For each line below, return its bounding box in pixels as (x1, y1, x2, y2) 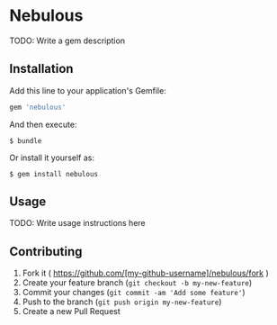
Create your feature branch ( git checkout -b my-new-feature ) (22, 277, 253, 288)
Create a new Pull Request (22, 306, 121, 317)
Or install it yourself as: (9, 152, 94, 163)
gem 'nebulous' (9, 103, 67, 112)
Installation (9, 61, 74, 77)
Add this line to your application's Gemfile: (9, 85, 166, 95)
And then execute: (9, 119, 77, 130)
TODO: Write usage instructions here (9, 218, 146, 229)
